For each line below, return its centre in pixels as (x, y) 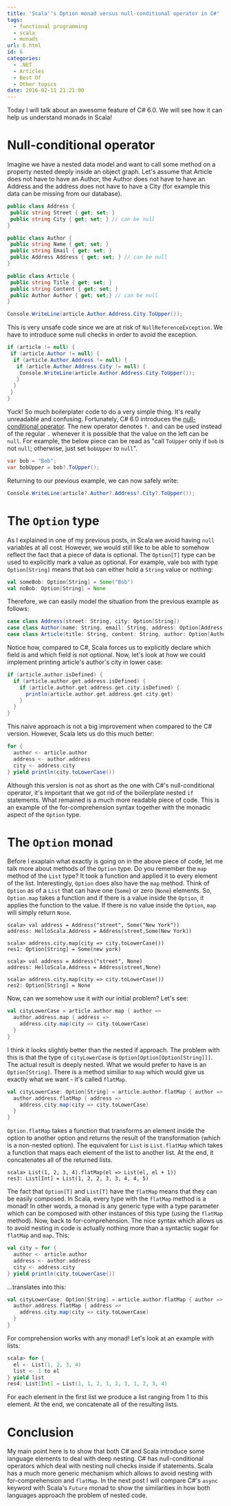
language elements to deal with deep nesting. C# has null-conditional (106, 1458)
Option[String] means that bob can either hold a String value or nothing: (110, 569)
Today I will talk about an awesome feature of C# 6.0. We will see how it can (115, 110)
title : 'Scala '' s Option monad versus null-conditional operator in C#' (113, 13)
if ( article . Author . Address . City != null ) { (81, 366)
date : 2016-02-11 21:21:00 (46, 90)
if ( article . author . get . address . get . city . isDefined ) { (100, 687)
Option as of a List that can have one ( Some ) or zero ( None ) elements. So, (109, 891)
